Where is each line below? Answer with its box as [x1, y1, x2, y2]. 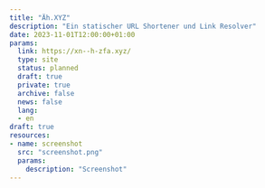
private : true [17, 80, 71, 89]
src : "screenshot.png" [17, 147, 103, 156]
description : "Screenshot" [25, 164, 128, 174]
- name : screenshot [9, 139, 83, 148]
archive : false [17, 89, 75, 98]
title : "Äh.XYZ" [9, 13, 71, 23]
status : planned [17, 64, 79, 73]
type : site [17, 55, 59, 64]
